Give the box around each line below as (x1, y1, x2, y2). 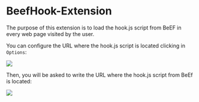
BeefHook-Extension (6, 4, 112, 18)
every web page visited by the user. (6, 30, 95, 37)
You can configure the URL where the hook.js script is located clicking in (6, 42, 186, 49)
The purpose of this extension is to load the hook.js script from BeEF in (6, 24, 182, 31)
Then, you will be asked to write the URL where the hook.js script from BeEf (6, 71, 193, 79)
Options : (6, 48, 27, 55)
